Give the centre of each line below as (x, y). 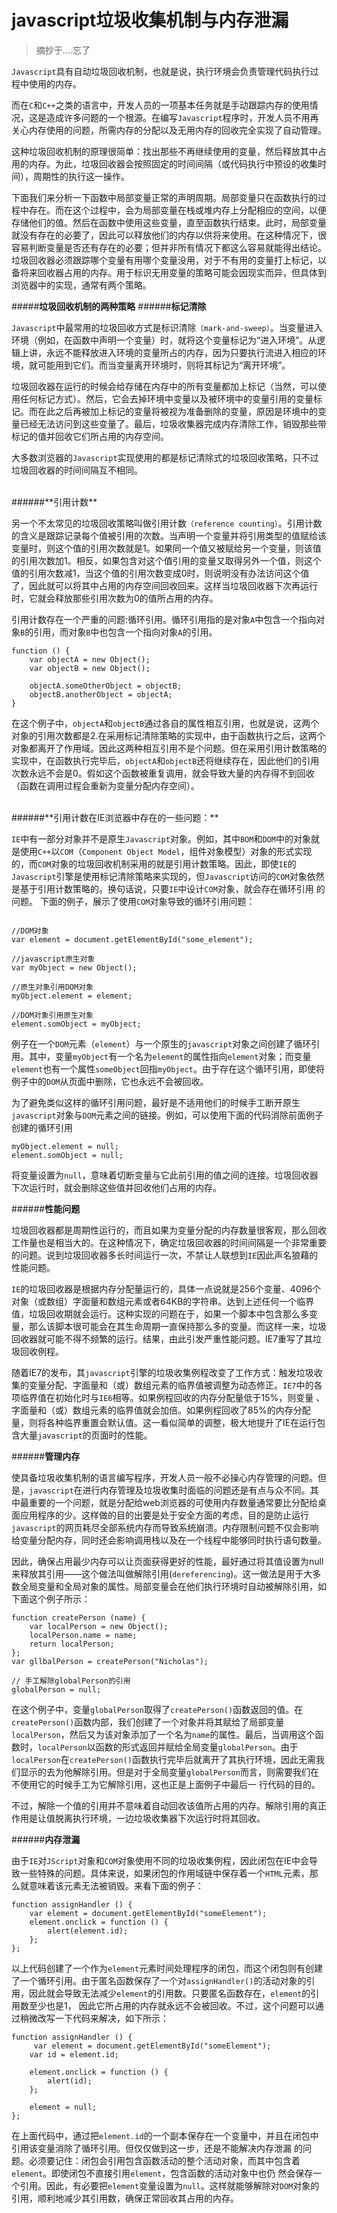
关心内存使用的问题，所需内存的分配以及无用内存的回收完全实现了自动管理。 (169, 130)
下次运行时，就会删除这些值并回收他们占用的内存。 (116, 1187)
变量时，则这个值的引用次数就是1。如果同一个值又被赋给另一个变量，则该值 (166, 548)
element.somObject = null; (67, 1155)
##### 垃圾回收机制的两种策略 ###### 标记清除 (109, 306)
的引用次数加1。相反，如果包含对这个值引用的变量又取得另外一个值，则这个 (166, 560)
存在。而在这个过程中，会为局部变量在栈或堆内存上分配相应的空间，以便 (177, 210)
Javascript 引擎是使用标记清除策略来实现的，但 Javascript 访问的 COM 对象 (159, 876)
